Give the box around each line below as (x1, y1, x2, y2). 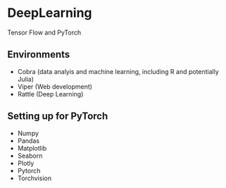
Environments (7, 49, 70, 61)
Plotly (17, 158, 34, 167)
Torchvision (17, 174, 51, 182)
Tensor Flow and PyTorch (7, 28, 82, 37)
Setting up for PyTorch (7, 111, 108, 123)
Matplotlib (17, 144, 47, 152)
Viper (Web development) (17, 82, 93, 91)
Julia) (17, 75, 34, 83)
